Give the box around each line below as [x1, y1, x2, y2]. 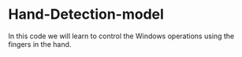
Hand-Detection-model [8, 5, 164, 23]
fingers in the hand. [8, 39, 72, 48]
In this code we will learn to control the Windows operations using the [8, 31, 235, 41]
